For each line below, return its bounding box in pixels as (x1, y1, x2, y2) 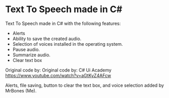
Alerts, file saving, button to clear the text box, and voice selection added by (5, 82, 164, 88)
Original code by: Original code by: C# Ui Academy (5, 67, 112, 73)
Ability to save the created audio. (12, 36, 82, 42)
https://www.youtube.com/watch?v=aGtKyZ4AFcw (5, 72, 111, 78)
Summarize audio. (12, 52, 51, 58)
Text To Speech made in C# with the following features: (5, 20, 121, 26)
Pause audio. (12, 46, 40, 52)
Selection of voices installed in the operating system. (12, 41, 123, 47)
